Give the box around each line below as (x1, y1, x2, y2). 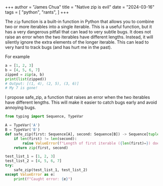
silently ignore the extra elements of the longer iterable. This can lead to (5, 39, 149, 45)
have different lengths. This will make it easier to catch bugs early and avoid (5, 99, 157, 106)
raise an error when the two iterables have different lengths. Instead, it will (5, 34, 154, 40)
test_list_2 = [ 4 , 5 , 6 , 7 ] (5, 158, 62, 164)
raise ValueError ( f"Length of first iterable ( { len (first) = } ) (22, 140, 151, 146)
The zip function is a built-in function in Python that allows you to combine (5, 19, 154, 24)
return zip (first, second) (14, 145, 68, 150)
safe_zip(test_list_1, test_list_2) (14, 168, 88, 172)
